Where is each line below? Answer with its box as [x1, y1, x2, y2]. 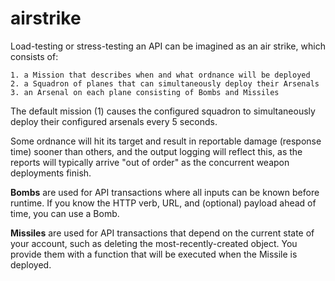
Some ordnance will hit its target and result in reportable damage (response [10, 135, 322, 147]
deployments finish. [10, 167, 92, 179]
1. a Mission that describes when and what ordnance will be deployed [10, 70, 311, 80]
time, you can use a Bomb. [10, 207, 120, 219]
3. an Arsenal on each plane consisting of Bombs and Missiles [10, 87, 280, 97]
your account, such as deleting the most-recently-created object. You [10, 237, 298, 249]
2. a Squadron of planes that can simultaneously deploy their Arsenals [10, 78, 320, 89]
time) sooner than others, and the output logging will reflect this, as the [10, 145, 303, 157]
